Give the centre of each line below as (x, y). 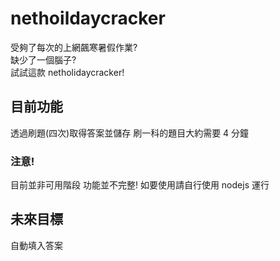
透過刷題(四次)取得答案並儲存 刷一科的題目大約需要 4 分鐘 (130, 133)
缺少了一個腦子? (43, 59)
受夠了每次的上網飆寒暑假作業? (74, 47)
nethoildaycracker (88, 18)
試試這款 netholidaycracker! (67, 72)
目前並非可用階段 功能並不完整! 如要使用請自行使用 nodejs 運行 (140, 185)
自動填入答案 (36, 245)
